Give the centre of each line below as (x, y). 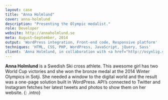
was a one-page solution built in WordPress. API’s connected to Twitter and (83, 82)
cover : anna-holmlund (28, 19)
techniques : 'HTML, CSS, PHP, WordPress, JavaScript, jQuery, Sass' (78, 47)
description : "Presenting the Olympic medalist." (58, 24)
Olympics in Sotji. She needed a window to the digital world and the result (81, 76)
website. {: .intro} (23, 92)
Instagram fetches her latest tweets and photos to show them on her (76, 87)
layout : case (19, 10)
